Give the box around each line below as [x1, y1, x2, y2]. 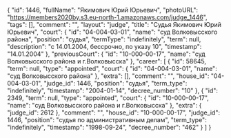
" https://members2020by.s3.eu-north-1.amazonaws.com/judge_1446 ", [7, 13, 208, 21]
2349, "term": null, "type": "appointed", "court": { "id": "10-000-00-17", [7, 94, 209, 102]
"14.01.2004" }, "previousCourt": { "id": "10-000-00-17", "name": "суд [7, 50, 205, 58]
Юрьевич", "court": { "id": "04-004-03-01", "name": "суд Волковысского [7, 28, 218, 36]
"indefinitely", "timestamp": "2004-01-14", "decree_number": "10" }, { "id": [7, 86, 219, 95]
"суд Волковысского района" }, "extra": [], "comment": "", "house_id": [7, 72, 210, 80]
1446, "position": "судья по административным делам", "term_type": [7, 116, 207, 124]
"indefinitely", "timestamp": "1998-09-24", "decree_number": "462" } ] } [7, 124, 212, 131]
